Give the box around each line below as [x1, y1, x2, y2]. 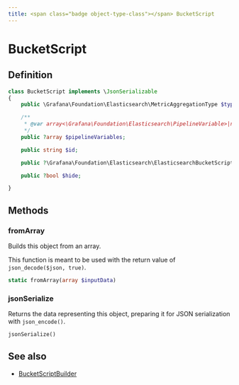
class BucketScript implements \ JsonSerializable [8, 88, 158, 95]
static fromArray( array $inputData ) [8, 277, 116, 284]
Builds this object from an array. [8, 242, 101, 250]
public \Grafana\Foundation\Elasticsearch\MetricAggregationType [21, 101, 218, 108]
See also [8, 350, 47, 362]
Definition [8, 69, 52, 82]
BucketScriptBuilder [18, 369, 77, 378]
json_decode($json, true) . [8, 263, 87, 272]
